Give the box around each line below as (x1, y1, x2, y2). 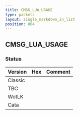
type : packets (5, 12, 35, 17)
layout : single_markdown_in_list (5, 17, 75, 22)
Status (5, 55, 22, 62)
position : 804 (5, 21, 35, 27)
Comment (46, 68, 70, 75)
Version (8, 68, 27, 75)
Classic (8, 77, 25, 84)
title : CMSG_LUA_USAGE (5, 7, 53, 13)
